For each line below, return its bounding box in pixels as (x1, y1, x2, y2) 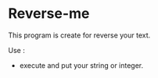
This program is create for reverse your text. (8, 30, 151, 40)
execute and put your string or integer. (19, 60, 144, 70)
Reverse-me (8, 5, 90, 23)
